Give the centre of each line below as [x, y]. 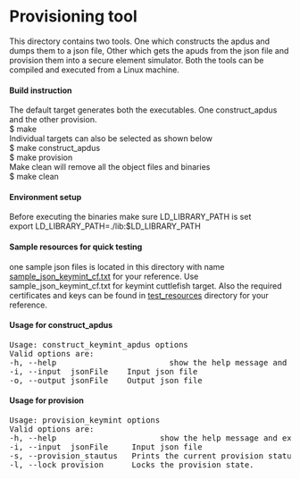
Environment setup [46, 197]
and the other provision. [53, 120]
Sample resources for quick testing [76, 247]
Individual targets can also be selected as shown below [111, 139]
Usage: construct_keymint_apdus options [99, 345]
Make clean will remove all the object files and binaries [110, 167]
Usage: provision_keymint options [85, 420]
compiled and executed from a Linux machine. [95, 70]
